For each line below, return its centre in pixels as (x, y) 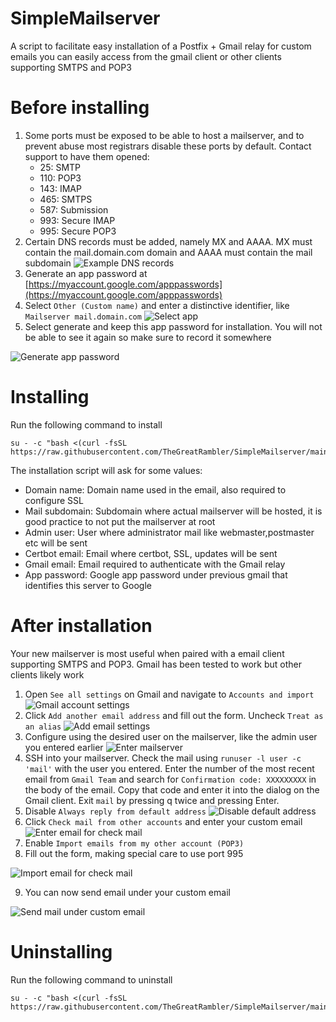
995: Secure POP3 (78, 231)
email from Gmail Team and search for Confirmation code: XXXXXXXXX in (170, 779)
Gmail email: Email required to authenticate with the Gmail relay (155, 564)
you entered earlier (64, 747)
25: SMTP (60, 167)
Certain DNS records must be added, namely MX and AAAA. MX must (168, 241)
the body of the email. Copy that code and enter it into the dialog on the (172, 789)
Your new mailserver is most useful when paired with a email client (147, 653)
